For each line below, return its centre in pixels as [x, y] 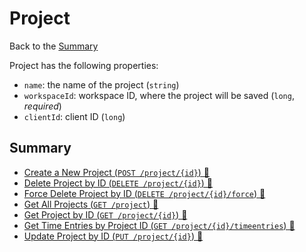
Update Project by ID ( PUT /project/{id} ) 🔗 [113, 236]
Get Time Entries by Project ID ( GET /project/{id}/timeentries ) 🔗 [159, 225]
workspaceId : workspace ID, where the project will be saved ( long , [159, 95]
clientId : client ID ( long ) [74, 116]
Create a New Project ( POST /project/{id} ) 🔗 [117, 172]
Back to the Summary [54, 46]
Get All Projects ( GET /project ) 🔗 [91, 204]
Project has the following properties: [84, 65]
